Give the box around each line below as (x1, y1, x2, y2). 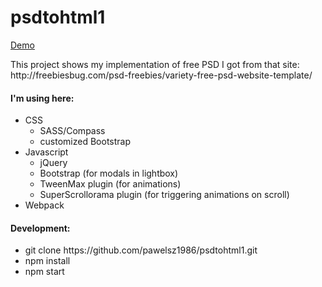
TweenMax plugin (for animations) (39, 178, 182, 190)
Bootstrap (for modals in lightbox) (39, 167, 179, 180)
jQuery (39, 157, 68, 169)
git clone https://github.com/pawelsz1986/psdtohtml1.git (24, 244, 258, 256)
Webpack (24, 199, 65, 211)
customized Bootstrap (39, 136, 132, 148)
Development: (10, 222, 71, 234)
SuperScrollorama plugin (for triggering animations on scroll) (39, 189, 290, 201)
